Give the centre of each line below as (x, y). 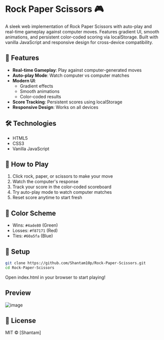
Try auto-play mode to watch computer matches (62, 192)
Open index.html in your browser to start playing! (55, 277)
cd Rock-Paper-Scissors (30, 268)
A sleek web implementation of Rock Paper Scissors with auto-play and (79, 26)
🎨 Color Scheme (31, 213)
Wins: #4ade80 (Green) (35, 225)
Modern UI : (24, 80)
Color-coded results (40, 96)
